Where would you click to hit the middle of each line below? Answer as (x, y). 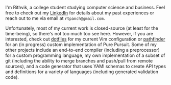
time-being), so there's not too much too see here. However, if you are (79, 34)
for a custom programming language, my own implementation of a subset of (85, 55)
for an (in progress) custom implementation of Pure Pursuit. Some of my (81, 45)
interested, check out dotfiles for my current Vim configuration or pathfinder (85, 39)
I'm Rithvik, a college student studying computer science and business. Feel (85, 7)
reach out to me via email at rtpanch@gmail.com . (55, 18)
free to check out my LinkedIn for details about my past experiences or (80, 13)
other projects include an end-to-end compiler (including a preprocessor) (82, 50)
